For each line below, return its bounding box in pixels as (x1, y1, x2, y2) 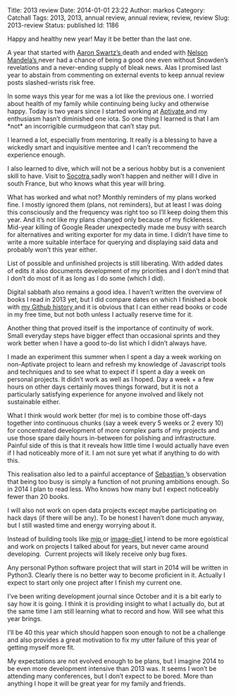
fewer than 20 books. (7, 492, 69, 500)
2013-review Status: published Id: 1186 (7, 21, 119, 29)
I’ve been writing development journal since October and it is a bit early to (7, 592, 222, 600)
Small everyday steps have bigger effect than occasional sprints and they (7, 332, 221, 339)
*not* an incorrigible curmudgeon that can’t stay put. (7, 122, 161, 130)
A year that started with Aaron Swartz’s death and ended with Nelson (7, 49, 208, 56)
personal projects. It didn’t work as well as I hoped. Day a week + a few (7, 375, 214, 383)
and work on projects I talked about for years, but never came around (7, 543, 209, 550)
